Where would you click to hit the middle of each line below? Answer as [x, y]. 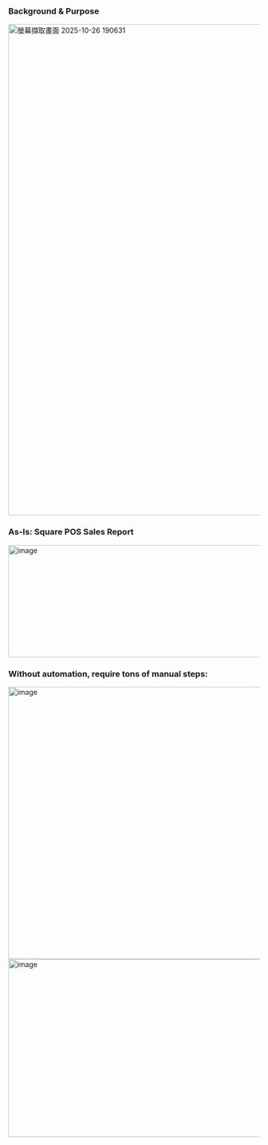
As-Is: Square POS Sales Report [71, 532]
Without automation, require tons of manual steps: [108, 673]
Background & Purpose [54, 11]
